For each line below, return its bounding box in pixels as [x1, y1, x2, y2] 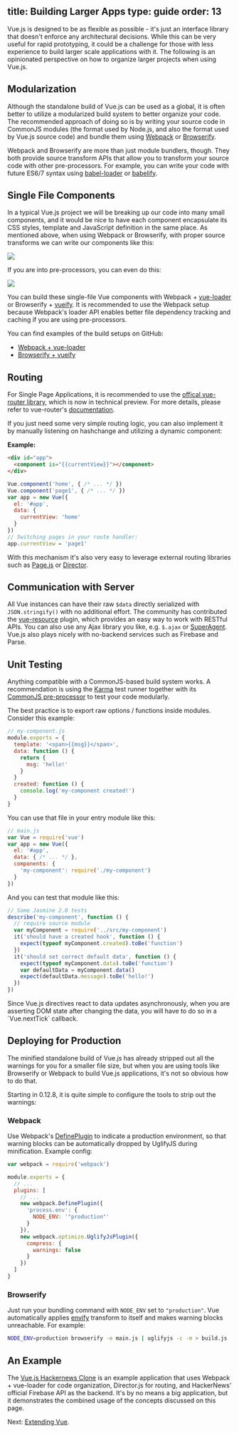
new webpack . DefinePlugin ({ [20, 1200, 103, 1207]
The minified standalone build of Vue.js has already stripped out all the [7, 1053, 215, 1062]
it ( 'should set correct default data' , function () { [14, 953, 176, 960]
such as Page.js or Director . [7, 561, 88, 569]
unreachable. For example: [7, 1321, 86, 1330]
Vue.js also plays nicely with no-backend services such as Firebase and [7, 630, 218, 639]
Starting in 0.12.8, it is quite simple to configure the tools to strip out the [7, 1090, 216, 1099]
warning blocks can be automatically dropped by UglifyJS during [7, 1140, 198, 1148]
